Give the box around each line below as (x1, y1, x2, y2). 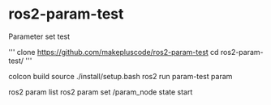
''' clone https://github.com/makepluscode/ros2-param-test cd (8, 47, 219, 57)
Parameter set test (8, 31, 71, 41)
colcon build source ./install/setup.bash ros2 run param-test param (8, 71, 233, 81)
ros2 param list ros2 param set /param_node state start (8, 86, 193, 97)
